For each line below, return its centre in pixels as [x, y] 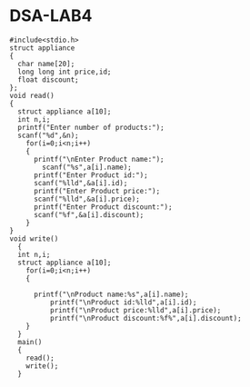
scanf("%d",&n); [48, 135]
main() [30, 342]
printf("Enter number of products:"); [91, 127]
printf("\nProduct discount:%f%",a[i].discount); [146, 318]
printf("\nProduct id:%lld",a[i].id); [123, 302]
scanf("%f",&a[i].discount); [89, 214]
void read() [32, 95]
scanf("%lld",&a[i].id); [80, 183]
